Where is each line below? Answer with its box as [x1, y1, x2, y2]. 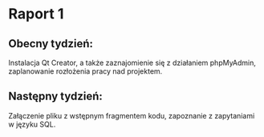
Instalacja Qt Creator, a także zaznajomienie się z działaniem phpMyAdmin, [8, 58, 257, 67]
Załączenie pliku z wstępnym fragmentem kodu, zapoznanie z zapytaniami [8, 111, 255, 120]
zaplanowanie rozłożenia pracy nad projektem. [8, 66, 163, 76]
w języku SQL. [8, 119, 56, 129]
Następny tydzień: [8, 90, 103, 103]
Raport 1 [8, 5, 64, 23]
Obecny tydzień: [8, 37, 94, 50]
